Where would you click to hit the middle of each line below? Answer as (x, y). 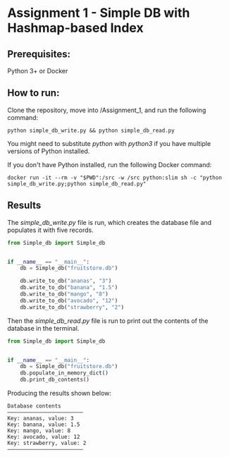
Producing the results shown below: (59, 393)
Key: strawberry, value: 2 (47, 443)
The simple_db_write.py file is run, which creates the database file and (110, 222)
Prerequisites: (39, 54)
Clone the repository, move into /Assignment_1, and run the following (107, 110)
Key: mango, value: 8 (39, 431)
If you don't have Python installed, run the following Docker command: (110, 164)
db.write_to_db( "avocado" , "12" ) (69, 300)
